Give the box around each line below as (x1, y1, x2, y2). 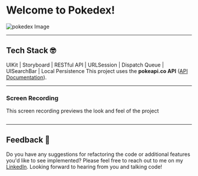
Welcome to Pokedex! (6, 4, 115, 17)
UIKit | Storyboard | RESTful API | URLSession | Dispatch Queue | (6, 61, 164, 68)
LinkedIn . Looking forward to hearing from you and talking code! (6, 163, 163, 170)
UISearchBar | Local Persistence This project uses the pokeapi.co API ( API (6, 67, 188, 74)
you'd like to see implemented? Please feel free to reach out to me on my (6, 157, 184, 164)
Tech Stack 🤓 (6, 45, 57, 56)
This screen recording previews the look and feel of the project (6, 107, 159, 115)
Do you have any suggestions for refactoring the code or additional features (6, 151, 190, 158)
